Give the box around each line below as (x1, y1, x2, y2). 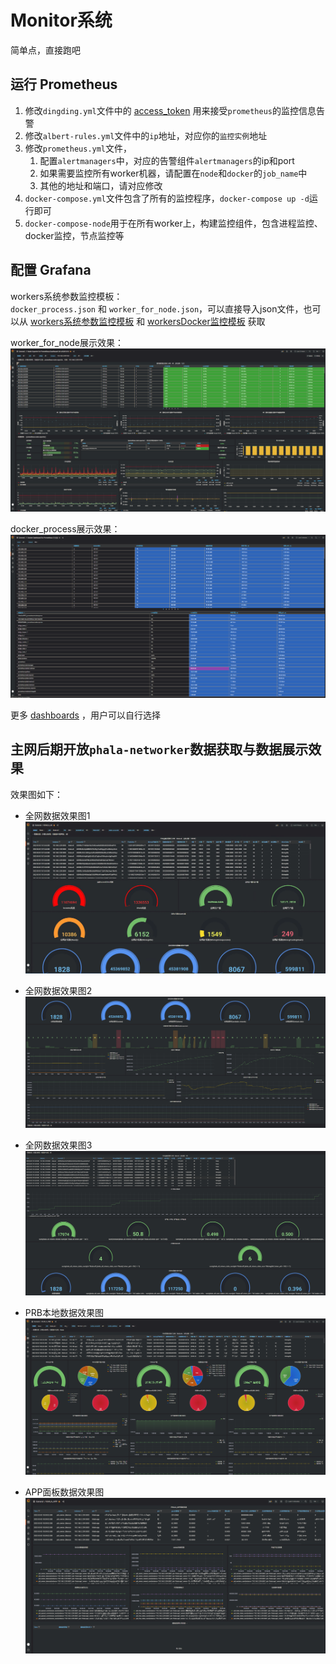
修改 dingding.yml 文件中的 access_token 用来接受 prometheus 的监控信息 (24, 104, 317, 116)
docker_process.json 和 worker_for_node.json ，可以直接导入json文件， (10, 302, 304, 315)
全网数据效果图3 (24, 1139, 93, 1151)
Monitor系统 (10, 9, 113, 32)
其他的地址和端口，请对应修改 (39, 179, 163, 191)
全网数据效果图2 (24, 984, 93, 996)
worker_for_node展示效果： (10, 336, 124, 348)
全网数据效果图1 (24, 809, 91, 821)
